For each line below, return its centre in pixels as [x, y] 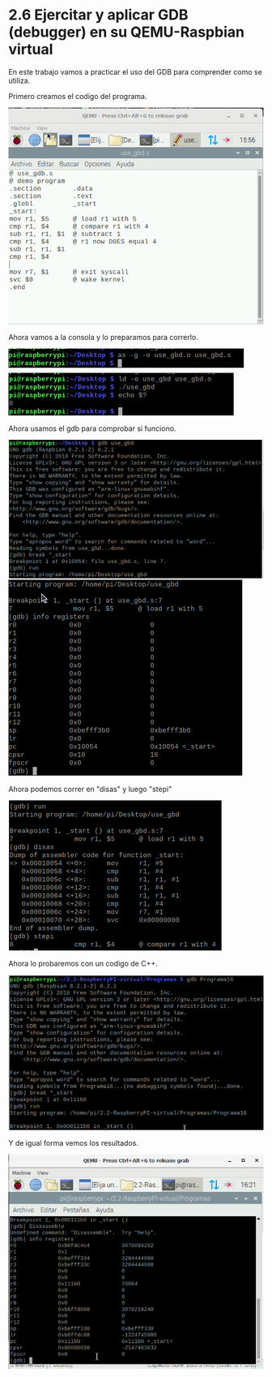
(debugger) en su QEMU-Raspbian [127, 32]
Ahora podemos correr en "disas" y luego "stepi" [90, 789]
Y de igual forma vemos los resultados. [74, 1143]
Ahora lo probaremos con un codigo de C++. [83, 963]
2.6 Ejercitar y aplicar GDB [98, 15]
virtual [31, 49]
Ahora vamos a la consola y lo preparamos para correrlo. [103, 337]
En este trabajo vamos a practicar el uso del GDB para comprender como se [136, 71]
